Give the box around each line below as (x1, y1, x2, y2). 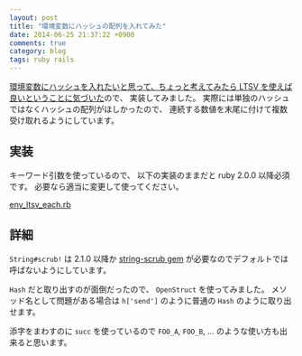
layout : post (9, 13, 59, 23)
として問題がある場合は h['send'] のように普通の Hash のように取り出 (32, 295, 292, 305)
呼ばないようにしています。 (9, 264, 111, 276)
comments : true (9, 38, 67, 48)
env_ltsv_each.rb (9, 199, 71, 210)
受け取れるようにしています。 (9, 115, 120, 126)
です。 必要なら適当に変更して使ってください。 (9, 181, 184, 192)
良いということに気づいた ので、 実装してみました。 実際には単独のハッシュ (9, 92, 290, 103)
